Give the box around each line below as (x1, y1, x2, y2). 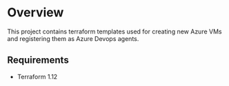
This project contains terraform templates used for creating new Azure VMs (7, 27, 222, 35)
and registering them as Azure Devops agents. (7, 34, 139, 42)
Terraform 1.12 (17, 72, 58, 81)
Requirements (7, 55, 69, 66)
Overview (7, 5, 64, 20)
